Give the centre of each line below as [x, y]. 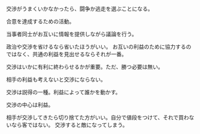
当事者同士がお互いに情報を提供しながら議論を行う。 [72, 34]
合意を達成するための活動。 [40, 21]
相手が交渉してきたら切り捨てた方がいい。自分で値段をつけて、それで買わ [98, 117]
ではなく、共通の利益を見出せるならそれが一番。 [66, 54]
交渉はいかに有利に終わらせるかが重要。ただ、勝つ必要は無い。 [85, 67]
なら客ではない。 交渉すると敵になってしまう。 [69, 125]
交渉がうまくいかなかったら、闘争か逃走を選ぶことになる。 [80, 9]
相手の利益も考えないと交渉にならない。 [56, 80]
